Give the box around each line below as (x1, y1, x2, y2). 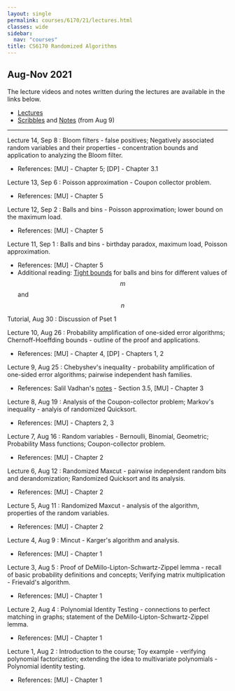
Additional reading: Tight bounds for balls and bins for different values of (17, 268, 227, 277)
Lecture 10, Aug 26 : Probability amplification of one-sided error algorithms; (7, 328, 225, 336)
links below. (7, 95, 41, 103)
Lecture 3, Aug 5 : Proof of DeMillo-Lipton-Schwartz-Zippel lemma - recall (7, 563, 222, 571)
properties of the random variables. (7, 509, 110, 517)
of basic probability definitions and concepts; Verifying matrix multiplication (7, 570, 226, 579)
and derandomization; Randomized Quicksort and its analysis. (7, 474, 185, 482)
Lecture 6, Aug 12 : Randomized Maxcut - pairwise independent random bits (7, 467, 227, 475)
